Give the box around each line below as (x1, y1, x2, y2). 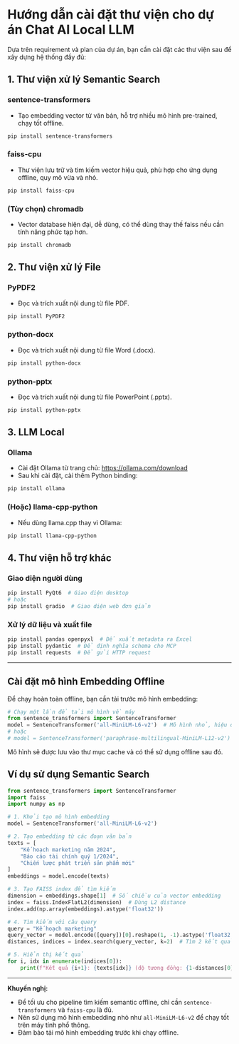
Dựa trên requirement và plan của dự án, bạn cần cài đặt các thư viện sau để (7, 45, 232, 54)
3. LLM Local (7, 426, 65, 438)
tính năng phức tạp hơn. (17, 228, 88, 236)
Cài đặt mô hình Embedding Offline (7, 676, 165, 688)
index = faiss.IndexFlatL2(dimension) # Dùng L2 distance (7, 898, 186, 906)
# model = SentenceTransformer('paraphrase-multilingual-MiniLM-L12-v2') (7, 735, 231, 742)
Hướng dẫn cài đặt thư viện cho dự (7, 6, 215, 23)
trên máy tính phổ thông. (17, 1020, 90, 1029)
